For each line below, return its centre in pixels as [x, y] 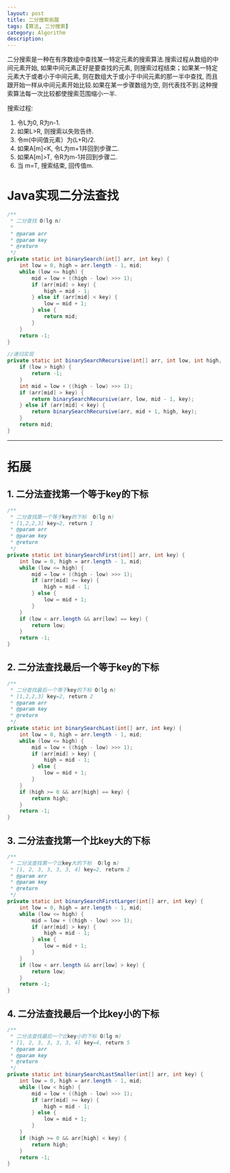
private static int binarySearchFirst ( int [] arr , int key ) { [96, 555]
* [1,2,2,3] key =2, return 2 [52, 697]
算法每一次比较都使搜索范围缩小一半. [65, 94]
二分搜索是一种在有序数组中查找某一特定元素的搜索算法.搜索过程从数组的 [110, 60]
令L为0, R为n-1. [38, 123]
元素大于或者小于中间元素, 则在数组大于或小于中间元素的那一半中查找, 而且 [112, 77]
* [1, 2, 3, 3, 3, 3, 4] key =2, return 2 [70, 869]
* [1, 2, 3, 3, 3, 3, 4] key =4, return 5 [70, 1043]
